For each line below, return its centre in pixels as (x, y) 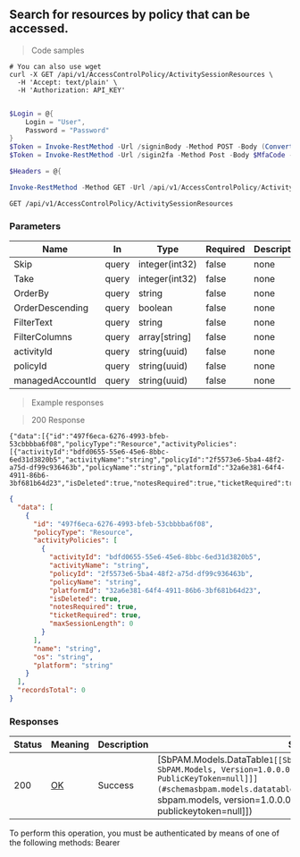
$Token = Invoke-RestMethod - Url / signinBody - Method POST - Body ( (137, 147)
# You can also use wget (55, 66)
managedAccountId (55, 381)
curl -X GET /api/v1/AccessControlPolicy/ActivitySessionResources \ (142, 74)
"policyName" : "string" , (95, 582)
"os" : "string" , (63, 657)
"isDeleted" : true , (85, 598)
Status (28, 744)
